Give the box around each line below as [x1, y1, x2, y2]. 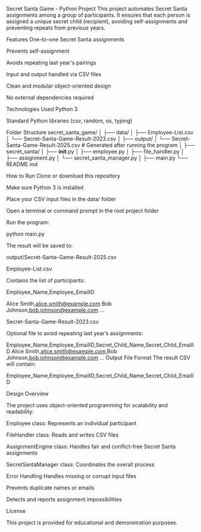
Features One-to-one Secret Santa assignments [6, 36, 125, 43]
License [6, 507, 26, 515]
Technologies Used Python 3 [6, 106, 78, 113]
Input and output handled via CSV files [6, 71, 102, 77]
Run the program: [6, 219, 50, 226]
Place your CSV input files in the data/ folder [6, 196, 116, 203]
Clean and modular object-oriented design [6, 82, 111, 89]
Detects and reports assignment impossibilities [6, 496, 122, 503]
